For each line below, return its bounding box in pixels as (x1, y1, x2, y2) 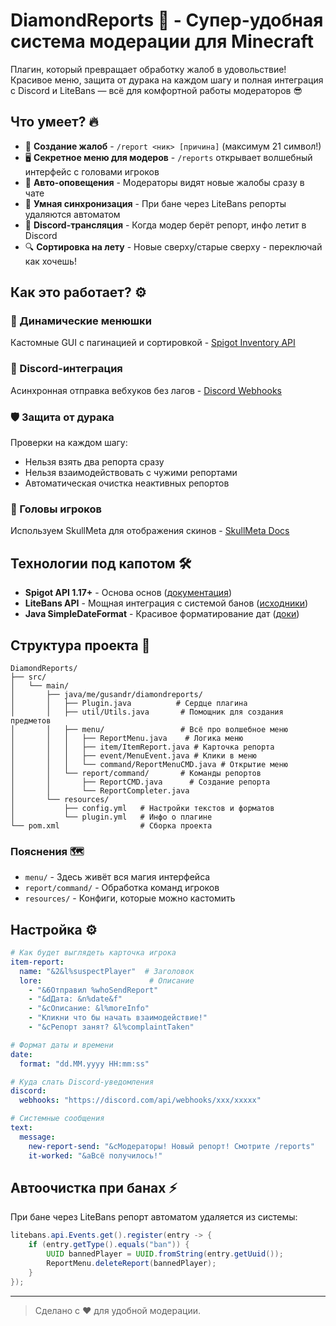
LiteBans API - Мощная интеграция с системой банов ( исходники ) (24, 597, 309, 609)
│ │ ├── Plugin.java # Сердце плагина (10, 698, 248, 708)
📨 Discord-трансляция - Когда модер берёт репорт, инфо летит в (24, 219, 307, 231)
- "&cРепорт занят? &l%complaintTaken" (28, 1022, 195, 1033)
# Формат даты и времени (10, 1040, 114, 1050)
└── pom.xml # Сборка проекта (10, 820, 213, 831)
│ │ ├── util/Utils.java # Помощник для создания (10, 707, 284, 717)
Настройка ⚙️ (10, 921, 98, 938)
